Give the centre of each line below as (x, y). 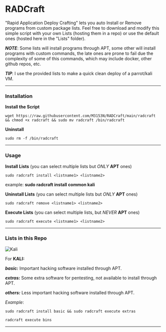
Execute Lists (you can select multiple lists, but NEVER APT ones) (72, 212)
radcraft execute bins (28, 320)
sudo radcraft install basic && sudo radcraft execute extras (70, 311)
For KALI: (15, 258)
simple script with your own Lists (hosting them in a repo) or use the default (82, 33)
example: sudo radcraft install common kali (50, 184)
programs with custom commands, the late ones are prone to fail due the (79, 53)
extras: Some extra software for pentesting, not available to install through (81, 278)
